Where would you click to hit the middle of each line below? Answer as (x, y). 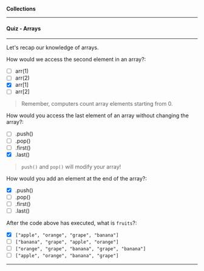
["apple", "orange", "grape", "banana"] (67, 235)
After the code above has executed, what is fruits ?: (72, 223)
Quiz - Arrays (24, 28)
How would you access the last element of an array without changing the (98, 115)
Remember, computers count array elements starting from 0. (97, 104)
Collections (21, 9)
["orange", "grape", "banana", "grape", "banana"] (80, 249)
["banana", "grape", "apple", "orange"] (67, 242)
